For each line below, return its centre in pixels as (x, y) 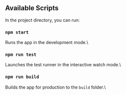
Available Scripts (32, 8)
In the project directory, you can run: (42, 20)
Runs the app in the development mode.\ (47, 43)
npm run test (21, 55)
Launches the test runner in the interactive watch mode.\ (63, 65)
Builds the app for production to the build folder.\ (56, 87)
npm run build (22, 77)
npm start (17, 32)
